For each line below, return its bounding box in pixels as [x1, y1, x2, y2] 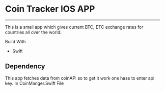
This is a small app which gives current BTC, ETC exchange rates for [5, 24, 144, 30]
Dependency [5, 62, 45, 71]
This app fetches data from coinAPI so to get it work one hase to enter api [5, 75, 155, 81]
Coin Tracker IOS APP [5, 3, 95, 15]
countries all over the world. [5, 29, 62, 35]
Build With [5, 38, 26, 44]
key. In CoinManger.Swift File [5, 80, 64, 86]
